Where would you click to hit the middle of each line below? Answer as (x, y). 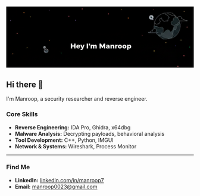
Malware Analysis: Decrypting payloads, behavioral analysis (90, 133)
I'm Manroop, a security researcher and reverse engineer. (77, 99)
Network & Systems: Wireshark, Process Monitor (76, 146)
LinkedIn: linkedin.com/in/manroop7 (59, 180)
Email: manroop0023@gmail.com (56, 186)
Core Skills (22, 114)
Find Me (18, 167)
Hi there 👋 (25, 84)
